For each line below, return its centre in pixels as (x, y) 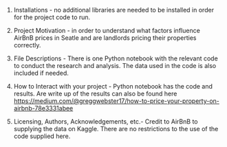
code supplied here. (42, 136)
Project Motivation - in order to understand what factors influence (107, 31)
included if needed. (41, 73)
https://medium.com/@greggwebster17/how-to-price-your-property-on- (117, 101)
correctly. (27, 45)
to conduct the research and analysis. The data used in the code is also (115, 66)
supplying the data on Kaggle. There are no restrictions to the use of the (116, 129)
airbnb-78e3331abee (43, 108)
